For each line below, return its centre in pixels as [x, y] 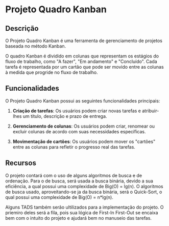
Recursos [21, 163]
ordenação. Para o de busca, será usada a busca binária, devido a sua [79, 181]
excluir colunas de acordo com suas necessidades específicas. [79, 131]
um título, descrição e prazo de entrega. [65, 116]
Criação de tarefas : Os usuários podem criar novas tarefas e [77, 111]
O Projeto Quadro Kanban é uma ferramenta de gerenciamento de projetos [84, 40]
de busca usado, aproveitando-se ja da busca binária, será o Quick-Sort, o [84, 192]
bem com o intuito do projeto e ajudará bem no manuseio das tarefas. [79, 218]
